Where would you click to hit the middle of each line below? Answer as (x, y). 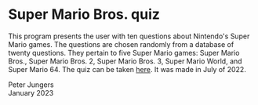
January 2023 (31, 92)
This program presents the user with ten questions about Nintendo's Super (129, 36)
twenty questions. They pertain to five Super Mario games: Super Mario (124, 52)
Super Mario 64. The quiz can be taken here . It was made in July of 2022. (127, 69)
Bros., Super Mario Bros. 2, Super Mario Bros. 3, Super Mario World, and (125, 61)
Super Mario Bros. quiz (84, 14)
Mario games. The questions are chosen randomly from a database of (121, 44)
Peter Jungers (31, 85)
